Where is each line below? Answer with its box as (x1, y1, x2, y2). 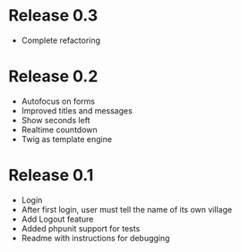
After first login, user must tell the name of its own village (21, 204, 233, 214)
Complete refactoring (21, 35, 100, 46)
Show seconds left (21, 114, 90, 125)
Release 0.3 (8, 5, 99, 26)
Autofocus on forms (21, 96, 96, 106)
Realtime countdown (21, 124, 98, 135)
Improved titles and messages (21, 105, 133, 116)
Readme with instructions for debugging (21, 232, 170, 243)
